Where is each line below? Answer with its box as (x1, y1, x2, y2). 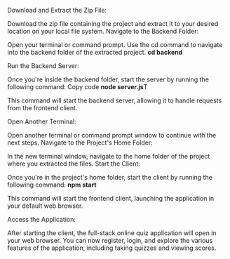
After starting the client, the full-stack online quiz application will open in (7, 229, 217, 237)
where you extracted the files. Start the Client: (7, 159, 140, 168)
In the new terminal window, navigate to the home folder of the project (7, 152, 210, 160)
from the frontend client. (7, 104, 78, 112)
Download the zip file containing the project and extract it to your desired (7, 20, 219, 27)
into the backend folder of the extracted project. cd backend (7, 48, 183, 56)
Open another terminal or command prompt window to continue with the (7, 131, 217, 139)
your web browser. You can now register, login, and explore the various (7, 237, 213, 244)
